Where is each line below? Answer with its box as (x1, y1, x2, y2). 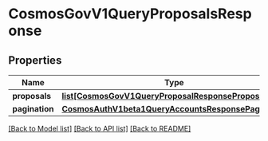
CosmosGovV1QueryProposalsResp (8, 5, 253, 23)
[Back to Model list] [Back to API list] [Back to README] (8, 124, 191, 133)
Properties (8, 53, 62, 67)
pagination (12, 104, 54, 114)
